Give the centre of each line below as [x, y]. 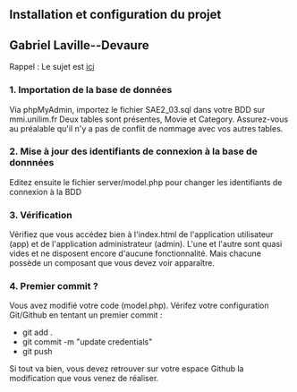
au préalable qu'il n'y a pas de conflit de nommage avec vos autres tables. [146, 128]
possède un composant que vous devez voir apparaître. [112, 263]
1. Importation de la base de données [91, 90]
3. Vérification [41, 215]
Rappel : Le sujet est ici [52, 67]
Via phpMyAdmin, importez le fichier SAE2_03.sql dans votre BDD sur [137, 109]
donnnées [32, 163]
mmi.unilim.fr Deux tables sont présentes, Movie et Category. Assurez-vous [149, 119]
